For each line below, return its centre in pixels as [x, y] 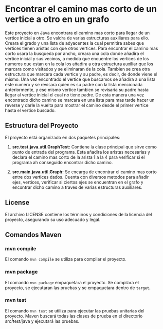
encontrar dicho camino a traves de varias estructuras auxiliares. [77, 187]
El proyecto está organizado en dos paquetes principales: [63, 137]
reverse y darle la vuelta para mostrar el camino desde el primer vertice [77, 105]
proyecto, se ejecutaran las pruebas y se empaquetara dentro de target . [78, 288]
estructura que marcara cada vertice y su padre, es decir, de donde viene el [81, 74]
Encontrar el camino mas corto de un [81, 9]
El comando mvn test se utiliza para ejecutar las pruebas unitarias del [75, 311]
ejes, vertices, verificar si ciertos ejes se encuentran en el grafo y [78, 182]
